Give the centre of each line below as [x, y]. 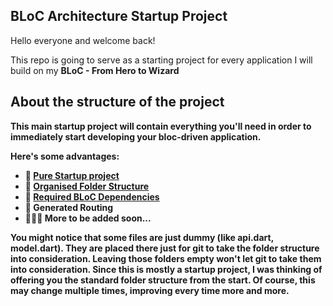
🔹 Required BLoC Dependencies [92, 196]
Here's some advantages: [65, 156]
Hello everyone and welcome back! [83, 40]
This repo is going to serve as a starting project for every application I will [161, 60]
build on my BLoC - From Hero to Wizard [95, 70]
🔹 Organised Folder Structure [87, 186]
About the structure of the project [117, 102]
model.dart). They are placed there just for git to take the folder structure [165, 248]
